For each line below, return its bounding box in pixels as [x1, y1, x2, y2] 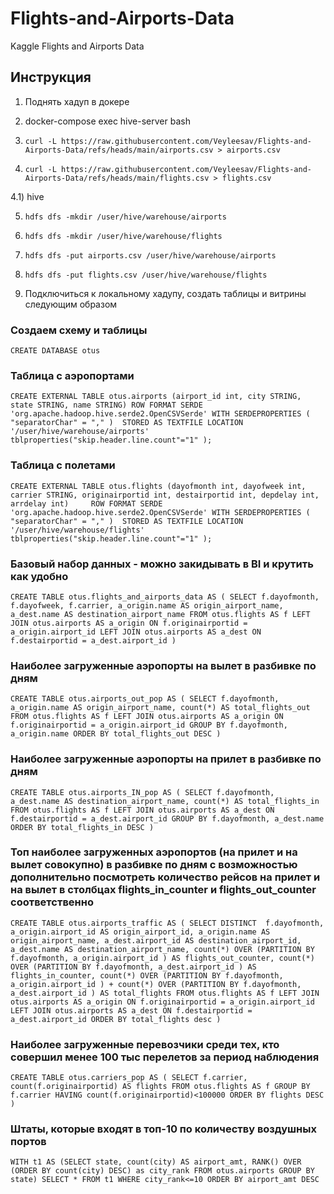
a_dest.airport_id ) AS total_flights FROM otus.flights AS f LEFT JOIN [10, 988, 320, 998]
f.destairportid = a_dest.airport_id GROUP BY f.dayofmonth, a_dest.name [10, 813, 325, 824]
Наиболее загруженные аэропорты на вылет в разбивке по [10, 658, 317, 672]
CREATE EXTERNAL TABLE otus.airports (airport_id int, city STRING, [10, 392, 302, 402]
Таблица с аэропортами [10, 368, 135, 382]
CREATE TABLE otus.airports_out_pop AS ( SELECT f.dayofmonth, [10, 694, 280, 704]
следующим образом [24, 298, 118, 310]
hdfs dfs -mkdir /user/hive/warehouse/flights [24, 231, 223, 241]
